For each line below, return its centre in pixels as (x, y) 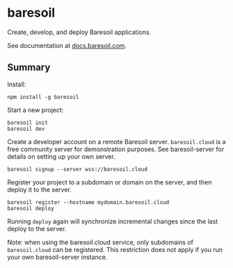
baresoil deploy (31, 208)
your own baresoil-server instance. (57, 257)
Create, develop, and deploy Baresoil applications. (79, 32)
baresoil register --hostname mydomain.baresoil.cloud (88, 202)
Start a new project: (35, 110)
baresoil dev (26, 129)
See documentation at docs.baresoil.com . (67, 45)
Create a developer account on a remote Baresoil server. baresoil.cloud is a (116, 141)
